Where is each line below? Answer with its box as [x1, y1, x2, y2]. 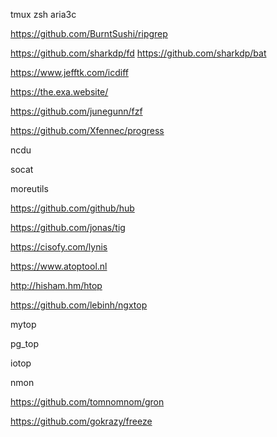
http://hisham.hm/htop [10, 280, 103, 291]
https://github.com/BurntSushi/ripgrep [10, 28, 168, 39]
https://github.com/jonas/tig [10, 222, 126, 233]
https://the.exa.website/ [10, 86, 109, 98]
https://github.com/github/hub [10, 202, 135, 214]
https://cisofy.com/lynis [10, 241, 108, 253]
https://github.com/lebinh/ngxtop [10, 299, 148, 311]
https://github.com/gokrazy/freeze [10, 415, 153, 427]
